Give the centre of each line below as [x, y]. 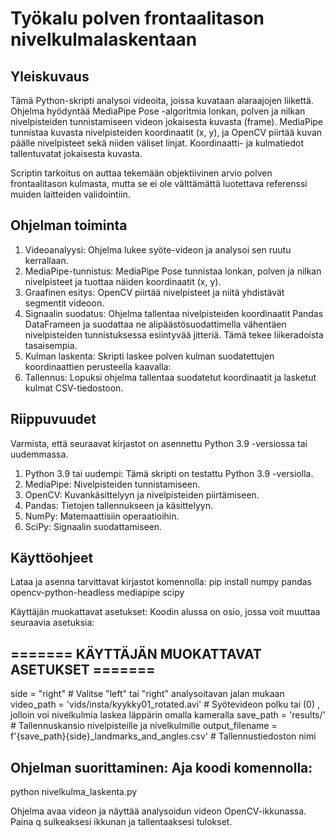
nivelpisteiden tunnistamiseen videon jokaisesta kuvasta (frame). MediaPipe [167, 121]
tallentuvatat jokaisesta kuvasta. [76, 153]
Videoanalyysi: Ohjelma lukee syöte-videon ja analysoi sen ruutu [158, 249]
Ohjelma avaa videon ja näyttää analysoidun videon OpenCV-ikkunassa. [158, 811]
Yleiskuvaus [50, 76]
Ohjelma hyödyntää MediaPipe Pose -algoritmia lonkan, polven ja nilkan [158, 111]
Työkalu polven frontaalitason [137, 18]
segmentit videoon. [64, 303]
